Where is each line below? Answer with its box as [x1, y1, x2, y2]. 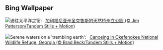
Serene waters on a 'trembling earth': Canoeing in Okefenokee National [10, 34, 159, 40]
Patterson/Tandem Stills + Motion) [5, 23, 76, 29]
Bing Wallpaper [5, 4, 54, 12]
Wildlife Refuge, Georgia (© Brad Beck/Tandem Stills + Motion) [5, 39, 134, 45]
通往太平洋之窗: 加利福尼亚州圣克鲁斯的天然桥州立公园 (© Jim [10, 17, 139, 24]
